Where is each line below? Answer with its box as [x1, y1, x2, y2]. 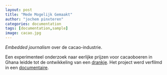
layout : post [5, 7, 32, 12]
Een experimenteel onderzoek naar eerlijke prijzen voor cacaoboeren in [5, 54, 152, 60]
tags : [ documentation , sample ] [5, 26, 68, 31]
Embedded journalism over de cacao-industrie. [5, 44, 102, 50]
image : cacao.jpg [5, 30, 41, 35]
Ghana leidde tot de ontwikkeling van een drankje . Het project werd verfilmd [5, 59, 162, 65]
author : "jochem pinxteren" [5, 16, 64, 21]
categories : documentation [5, 21, 61, 26]
